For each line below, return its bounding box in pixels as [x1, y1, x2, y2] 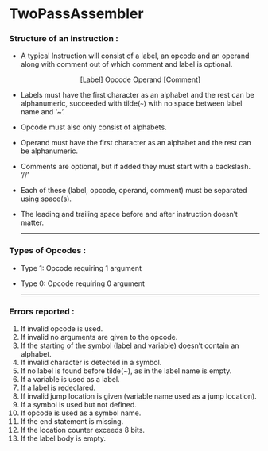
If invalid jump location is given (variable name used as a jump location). [20, 391, 257, 401]
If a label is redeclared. [20, 383, 96, 393]
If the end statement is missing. [20, 417, 124, 426]
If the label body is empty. [20, 434, 107, 443]
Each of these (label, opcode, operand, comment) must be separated [20, 186, 247, 195]
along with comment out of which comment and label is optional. [20, 60, 233, 69]
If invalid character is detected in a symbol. [20, 358, 162, 368]
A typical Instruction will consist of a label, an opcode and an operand [20, 51, 250, 60]
